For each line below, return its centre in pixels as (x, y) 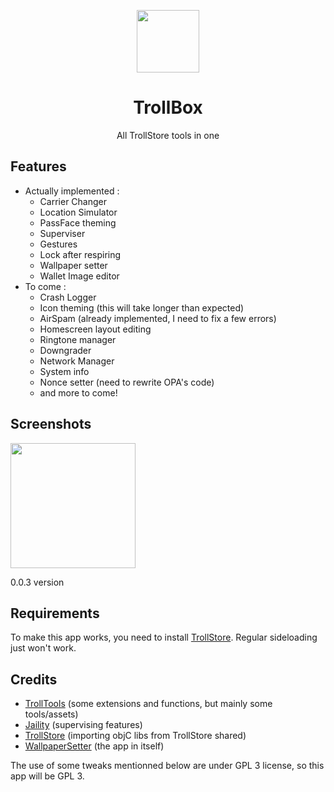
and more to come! (78, 392)
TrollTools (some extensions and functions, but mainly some (148, 704)
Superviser (62, 233)
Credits (34, 679)
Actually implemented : (72, 191)
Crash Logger (68, 297)
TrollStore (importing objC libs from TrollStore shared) (135, 736)
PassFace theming (78, 222)
